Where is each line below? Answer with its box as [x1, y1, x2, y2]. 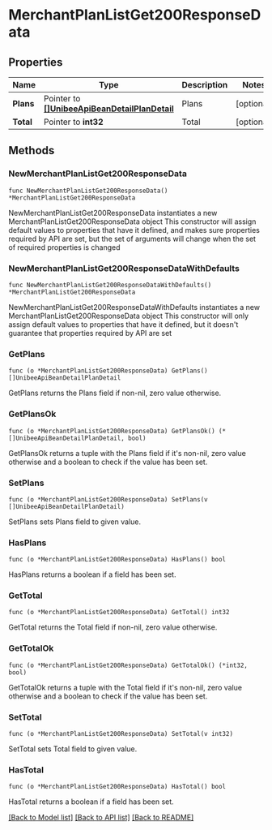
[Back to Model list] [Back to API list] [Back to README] [8, 813, 194, 823]
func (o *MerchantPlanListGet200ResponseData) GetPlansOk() [8, 427, 216, 435]
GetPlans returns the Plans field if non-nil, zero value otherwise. [8, 388, 222, 398]
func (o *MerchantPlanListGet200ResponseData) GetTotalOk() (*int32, [8, 661, 249, 669]
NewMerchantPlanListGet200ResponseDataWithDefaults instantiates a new [8, 302, 261, 312]
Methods [8, 144, 55, 157]
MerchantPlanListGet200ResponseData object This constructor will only [8, 311, 249, 320]
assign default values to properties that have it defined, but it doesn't [8, 319, 239, 329]
